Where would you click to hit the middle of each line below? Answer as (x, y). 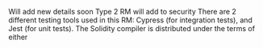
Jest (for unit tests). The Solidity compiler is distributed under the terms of (132, 28)
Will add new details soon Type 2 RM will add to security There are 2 (122, 12)
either (18, 37)
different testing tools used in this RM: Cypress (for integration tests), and (130, 20)
